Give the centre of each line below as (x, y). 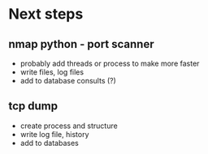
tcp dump (33, 106)
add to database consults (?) (68, 81)
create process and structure (69, 126)
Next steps (46, 14)
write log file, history (54, 134)
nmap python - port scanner (81, 44)
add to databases (49, 143)
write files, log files (52, 72)
